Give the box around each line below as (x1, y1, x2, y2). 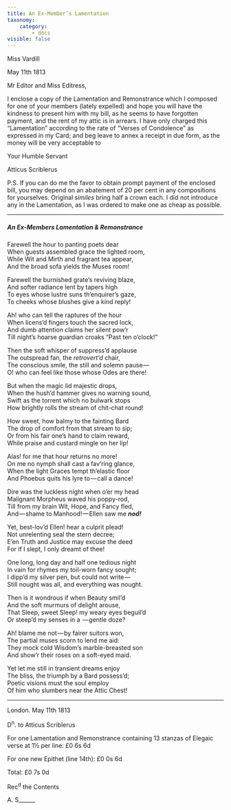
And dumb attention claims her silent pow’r (7, 325, 129, 334)
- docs (32, 29, 51, 37)
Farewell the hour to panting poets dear (7, 241, 119, 249)
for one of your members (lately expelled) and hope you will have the (7, 102, 203, 110)
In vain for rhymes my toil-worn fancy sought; (7, 566, 137, 574)
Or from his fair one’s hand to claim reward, (7, 432, 129, 440)
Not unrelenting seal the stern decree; (7, 530, 115, 538)
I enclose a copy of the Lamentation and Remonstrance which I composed (7, 94, 218, 103)
